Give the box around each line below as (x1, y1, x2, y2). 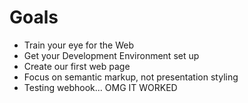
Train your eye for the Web (23, 39, 134, 51)
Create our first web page (23, 60, 131, 72)
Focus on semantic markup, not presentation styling (23, 71, 239, 83)
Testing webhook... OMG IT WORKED (23, 81, 178, 93)
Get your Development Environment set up (23, 49, 200, 61)
